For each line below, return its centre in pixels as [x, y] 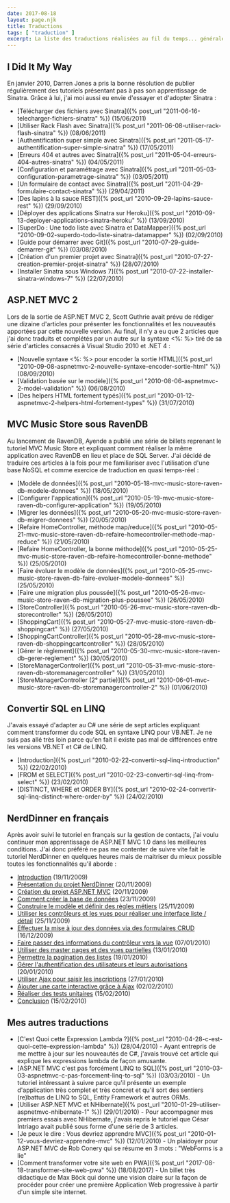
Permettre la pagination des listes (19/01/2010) [82, 958]
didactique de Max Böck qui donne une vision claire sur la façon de [112, 1177]
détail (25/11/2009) [43, 921]
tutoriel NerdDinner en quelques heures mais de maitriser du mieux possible [114, 857]
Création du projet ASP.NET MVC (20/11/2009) [82, 892]
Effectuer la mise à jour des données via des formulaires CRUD [106, 928]
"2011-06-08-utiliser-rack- [184, 125]
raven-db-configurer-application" [64, 505]
